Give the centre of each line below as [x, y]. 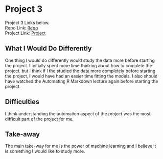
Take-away [23, 134]
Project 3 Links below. [27, 23]
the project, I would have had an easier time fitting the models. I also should [81, 76]
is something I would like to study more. [45, 151]
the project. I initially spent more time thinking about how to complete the [79, 65]
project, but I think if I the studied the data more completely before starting [80, 71]
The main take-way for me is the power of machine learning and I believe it [81, 146]
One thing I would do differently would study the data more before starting [80, 60]
